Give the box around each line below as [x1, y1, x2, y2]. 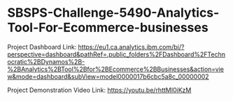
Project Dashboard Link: [7, 42, 77, 51]
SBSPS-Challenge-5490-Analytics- [7, 5, 220, 21]
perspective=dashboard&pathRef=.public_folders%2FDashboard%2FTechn [7, 50, 226, 59]
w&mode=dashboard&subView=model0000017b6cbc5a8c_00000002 [7, 72, 209, 81]
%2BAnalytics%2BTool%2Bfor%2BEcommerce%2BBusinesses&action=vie [7, 65, 224, 73]
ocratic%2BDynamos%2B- [7, 57, 85, 65]
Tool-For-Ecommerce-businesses [7, 20, 209, 36]
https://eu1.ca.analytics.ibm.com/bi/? [78, 42, 185, 51]
